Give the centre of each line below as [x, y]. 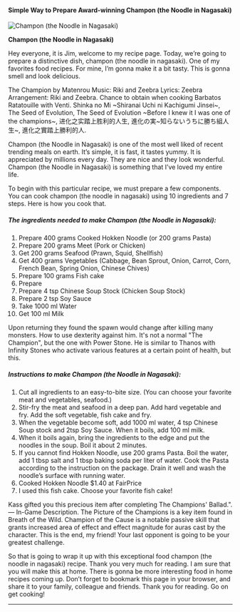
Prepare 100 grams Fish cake [61, 276]
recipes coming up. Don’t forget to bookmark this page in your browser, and [119, 579]
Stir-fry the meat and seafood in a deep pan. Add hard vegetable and [120, 407]
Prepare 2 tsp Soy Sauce [55, 299]
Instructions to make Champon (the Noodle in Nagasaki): [94, 374]
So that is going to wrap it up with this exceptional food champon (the [110, 556]
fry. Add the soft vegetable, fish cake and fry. [85, 415]
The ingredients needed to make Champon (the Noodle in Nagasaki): [112, 220]
